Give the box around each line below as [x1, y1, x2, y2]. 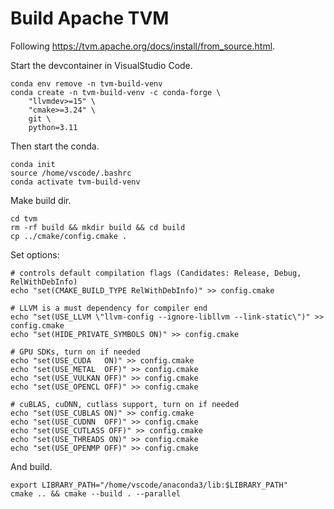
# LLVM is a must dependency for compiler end [10, 303, 208, 313]
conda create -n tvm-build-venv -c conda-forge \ [10, 87, 222, 97]
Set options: [10, 248, 60, 261]
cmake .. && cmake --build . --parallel [10, 488, 182, 499]
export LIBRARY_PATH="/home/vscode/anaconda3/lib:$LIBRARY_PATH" [10, 480, 288, 490]
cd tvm [10, 213, 38, 224]
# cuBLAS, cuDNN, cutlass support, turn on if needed [10, 399, 240, 409]
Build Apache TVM [10, 7, 170, 30]
